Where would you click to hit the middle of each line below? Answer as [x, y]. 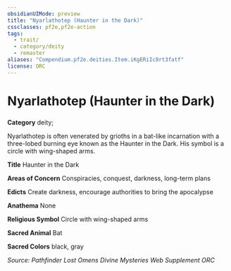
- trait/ [26, 40]
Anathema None [32, 206]
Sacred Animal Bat [35, 232]
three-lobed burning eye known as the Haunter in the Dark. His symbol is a [115, 143]
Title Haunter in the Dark [43, 164]
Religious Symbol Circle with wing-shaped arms [78, 219]
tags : [15, 33]
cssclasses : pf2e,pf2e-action [52, 27]
